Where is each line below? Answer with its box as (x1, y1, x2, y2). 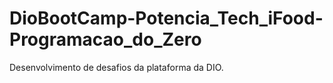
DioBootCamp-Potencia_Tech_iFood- (9, 7, 324, 30)
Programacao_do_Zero (9, 28, 202, 51)
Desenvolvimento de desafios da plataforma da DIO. (9, 61, 224, 73)
